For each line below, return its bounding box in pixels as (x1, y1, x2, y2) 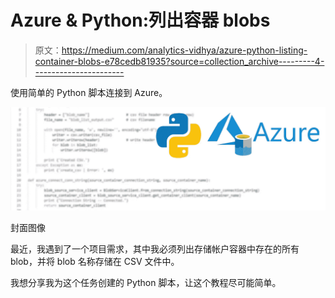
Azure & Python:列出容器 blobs (10, 9, 271, 32)
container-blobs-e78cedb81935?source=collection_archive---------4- (34, 55, 325, 67)
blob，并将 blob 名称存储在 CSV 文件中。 (10, 256, 180, 268)
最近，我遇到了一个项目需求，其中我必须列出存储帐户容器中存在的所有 (10, 243, 300, 255)
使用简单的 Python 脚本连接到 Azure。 (10, 86, 168, 98)
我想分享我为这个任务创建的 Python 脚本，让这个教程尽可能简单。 (10, 277, 282, 289)
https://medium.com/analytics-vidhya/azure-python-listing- (61, 44, 308, 56)
